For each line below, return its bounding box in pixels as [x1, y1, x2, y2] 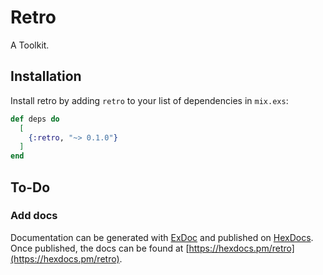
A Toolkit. [10, 39, 50, 51]
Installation [10, 68, 82, 85]
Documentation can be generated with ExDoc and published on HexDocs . [10, 231, 314, 243]
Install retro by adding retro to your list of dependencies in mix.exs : [10, 94, 289, 106]
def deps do [10, 114, 60, 124]
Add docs [10, 209, 58, 223]
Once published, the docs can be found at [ [10, 242, 190, 254]
